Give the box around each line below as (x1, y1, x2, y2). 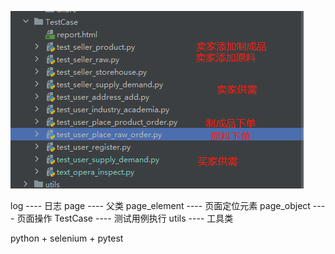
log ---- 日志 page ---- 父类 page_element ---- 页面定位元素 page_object (10, 200, 311, 211)
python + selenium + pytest (10, 232, 124, 244)
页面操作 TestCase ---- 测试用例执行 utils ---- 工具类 (16, 212, 234, 224)
